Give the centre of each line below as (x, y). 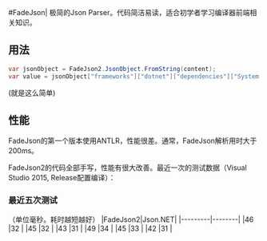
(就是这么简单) (32, 93)
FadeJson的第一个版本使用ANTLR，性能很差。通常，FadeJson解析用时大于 (133, 141)
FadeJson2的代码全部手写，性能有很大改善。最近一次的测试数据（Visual (128, 168)
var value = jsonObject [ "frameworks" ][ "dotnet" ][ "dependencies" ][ (121, 76)
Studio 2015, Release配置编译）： (62, 178)
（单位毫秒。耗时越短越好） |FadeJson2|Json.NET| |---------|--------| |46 (131, 219)
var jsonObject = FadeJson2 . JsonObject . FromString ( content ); (112, 69)
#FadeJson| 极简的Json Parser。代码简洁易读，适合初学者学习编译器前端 (129, 12)
